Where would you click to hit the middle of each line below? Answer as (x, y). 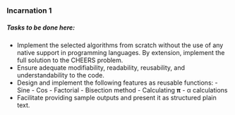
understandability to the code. (61, 75)
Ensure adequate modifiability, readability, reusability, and (101, 67)
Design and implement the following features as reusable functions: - (117, 83)
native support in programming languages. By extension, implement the (121, 52)
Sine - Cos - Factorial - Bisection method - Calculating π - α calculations (122, 90)
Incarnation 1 (29, 11)
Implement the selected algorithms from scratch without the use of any (120, 45)
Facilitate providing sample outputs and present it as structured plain (116, 97)
